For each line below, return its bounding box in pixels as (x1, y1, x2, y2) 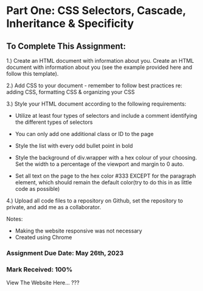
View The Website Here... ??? (6, 279, 80, 287)
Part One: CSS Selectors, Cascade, (6, 4, 187, 18)
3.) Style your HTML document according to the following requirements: (6, 100, 187, 107)
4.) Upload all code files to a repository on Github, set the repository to (6, 197, 184, 204)
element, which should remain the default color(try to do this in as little (15, 179, 193, 186)
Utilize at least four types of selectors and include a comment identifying (15, 112, 198, 119)
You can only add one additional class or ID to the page (15, 131, 154, 137)
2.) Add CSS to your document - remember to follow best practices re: (6, 82, 182, 89)
